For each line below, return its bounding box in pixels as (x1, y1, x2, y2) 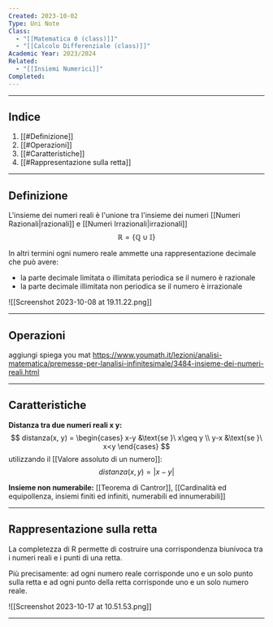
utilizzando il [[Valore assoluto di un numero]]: (8, 454, 162, 464)
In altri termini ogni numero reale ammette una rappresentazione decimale (8, 249, 257, 259)
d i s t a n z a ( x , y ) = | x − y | (98, 467, 175, 477)
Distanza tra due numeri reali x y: (8, 420, 123, 429)
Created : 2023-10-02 (8, 11, 79, 20)
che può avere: (8, 257, 59, 267)
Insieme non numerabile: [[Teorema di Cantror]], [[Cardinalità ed (8, 482, 227, 492)
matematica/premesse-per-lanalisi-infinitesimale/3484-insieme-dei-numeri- (8, 359, 264, 368)
